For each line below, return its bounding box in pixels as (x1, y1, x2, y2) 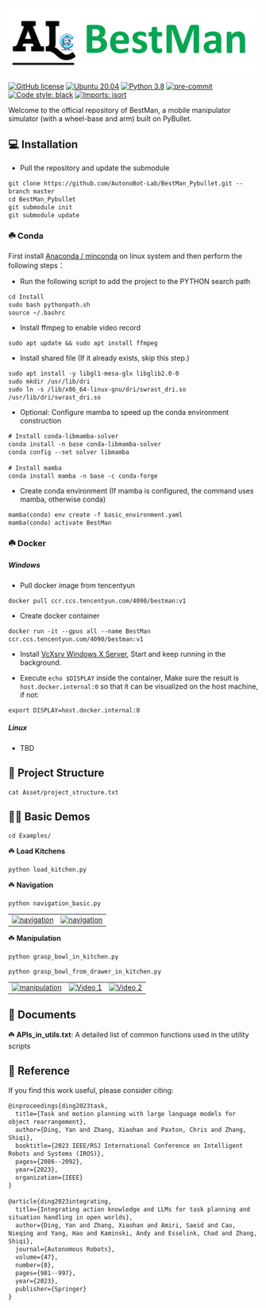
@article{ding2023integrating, (8, 1197, 112, 1205)
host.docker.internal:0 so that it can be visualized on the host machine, (19, 681, 259, 691)
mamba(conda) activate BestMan (8, 518, 112, 527)
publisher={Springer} (15, 1285, 87, 1293)
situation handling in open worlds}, (8, 1213, 133, 1221)
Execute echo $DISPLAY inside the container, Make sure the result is (19, 673, 240, 682)
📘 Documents (8, 1008, 77, 1021)
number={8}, (15, 1261, 56, 1269)
